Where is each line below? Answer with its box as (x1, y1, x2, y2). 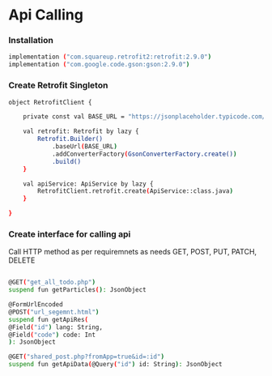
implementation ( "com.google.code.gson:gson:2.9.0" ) (8, 61, 190, 69)
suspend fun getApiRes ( (8, 315, 89, 323)
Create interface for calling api (8, 229, 131, 240)
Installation (8, 35, 54, 46)
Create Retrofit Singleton (8, 79, 108, 91)
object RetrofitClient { (8, 98, 92, 106)
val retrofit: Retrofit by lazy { (23, 127, 139, 135)
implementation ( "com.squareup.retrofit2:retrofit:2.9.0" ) (8, 53, 212, 62)
